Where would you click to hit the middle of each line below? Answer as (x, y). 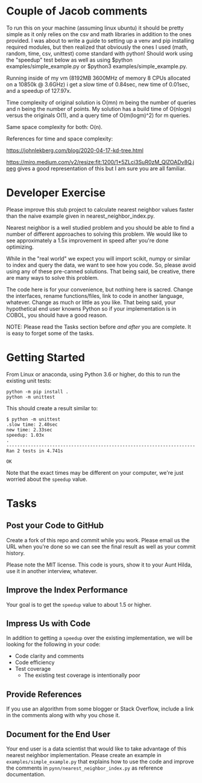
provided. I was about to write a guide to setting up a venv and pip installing (100, 40)
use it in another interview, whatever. (52, 571)
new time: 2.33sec (29, 430)
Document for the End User (58, 734)
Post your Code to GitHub (55, 526)
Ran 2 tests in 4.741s (35, 451)
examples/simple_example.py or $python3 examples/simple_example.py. (97, 66)
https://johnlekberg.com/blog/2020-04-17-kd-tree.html (75, 150)
